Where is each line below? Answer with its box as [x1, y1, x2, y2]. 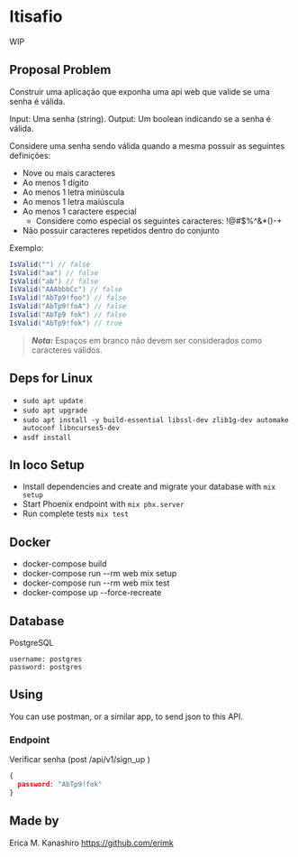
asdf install [22, 433, 72, 442]
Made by [9, 814, 59, 829]
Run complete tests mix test [22, 508, 129, 520]
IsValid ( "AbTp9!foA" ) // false [9, 302, 127, 311]
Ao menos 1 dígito [22, 177, 89, 188]
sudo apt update [22, 396, 84, 405]
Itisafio [9, 6, 63, 27]
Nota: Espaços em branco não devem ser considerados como [31, 335, 263, 346]
